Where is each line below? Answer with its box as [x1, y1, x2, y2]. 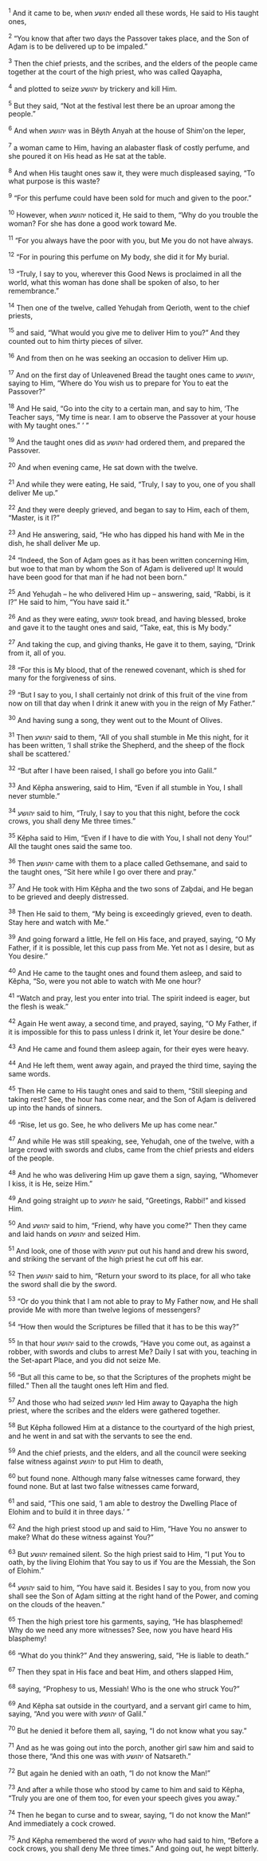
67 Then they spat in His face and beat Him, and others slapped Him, [8, 1665, 234, 1677]
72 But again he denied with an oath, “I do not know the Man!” [8, 1767, 211, 1778]
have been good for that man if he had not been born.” [8, 572, 187, 582]
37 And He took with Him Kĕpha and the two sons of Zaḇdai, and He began [8, 882, 253, 893]
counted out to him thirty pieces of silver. [8, 336, 143, 346]
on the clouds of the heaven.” [8, 1600, 105, 1609]
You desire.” [8, 951, 49, 961]
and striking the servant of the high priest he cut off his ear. [8, 1254, 204, 1264]
